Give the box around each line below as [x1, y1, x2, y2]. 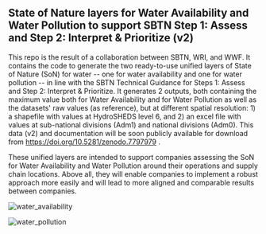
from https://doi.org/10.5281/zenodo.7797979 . [8, 137, 161, 146]
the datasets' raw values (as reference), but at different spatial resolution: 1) [8, 103, 256, 112]
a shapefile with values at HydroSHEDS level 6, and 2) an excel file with [8, 111, 242, 121]
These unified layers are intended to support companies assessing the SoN [8, 152, 255, 162]
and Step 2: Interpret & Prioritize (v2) [8, 31, 195, 45]
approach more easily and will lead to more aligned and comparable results [8, 177, 255, 187]
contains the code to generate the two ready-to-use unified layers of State [8, 60, 252, 70]
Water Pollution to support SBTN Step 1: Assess [8, 19, 248, 33]
